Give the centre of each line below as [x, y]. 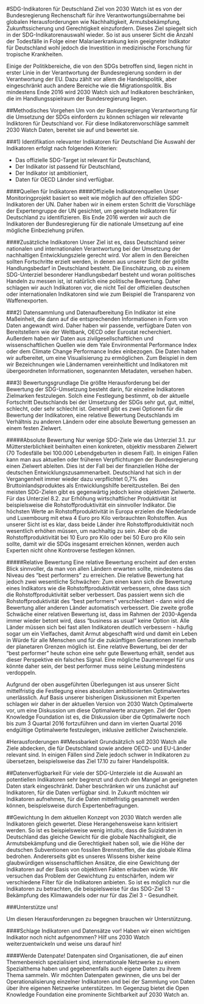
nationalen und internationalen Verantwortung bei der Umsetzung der [93, 249]
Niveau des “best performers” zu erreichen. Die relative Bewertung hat [95, 575]
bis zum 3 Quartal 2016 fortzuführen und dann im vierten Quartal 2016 [94, 723]
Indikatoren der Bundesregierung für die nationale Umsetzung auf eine [95, 224]
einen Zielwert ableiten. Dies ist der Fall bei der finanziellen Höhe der [93, 466]
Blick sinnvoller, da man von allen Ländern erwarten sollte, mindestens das [100, 569]
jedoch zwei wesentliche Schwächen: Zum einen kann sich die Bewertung [99, 582]
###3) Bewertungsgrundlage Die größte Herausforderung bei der [88, 383]
